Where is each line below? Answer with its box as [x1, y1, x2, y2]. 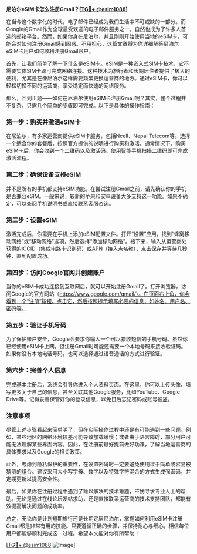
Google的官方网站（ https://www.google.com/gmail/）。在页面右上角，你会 [11, 290, 191, 297]
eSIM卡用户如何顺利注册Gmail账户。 [6, 48, 94, 55]
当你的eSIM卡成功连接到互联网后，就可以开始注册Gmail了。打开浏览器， [6, 283, 181, 290]
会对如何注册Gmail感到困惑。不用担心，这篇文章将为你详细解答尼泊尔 [11, 41, 179, 47]
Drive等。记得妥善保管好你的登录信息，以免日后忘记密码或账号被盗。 [6, 395, 173, 402]
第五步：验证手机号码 [6, 321, 66, 330]
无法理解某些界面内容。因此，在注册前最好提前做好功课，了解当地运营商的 [11, 441, 191, 448]
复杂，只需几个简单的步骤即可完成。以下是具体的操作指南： [11, 102, 155, 109]
